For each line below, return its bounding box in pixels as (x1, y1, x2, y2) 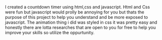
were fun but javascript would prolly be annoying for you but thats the (5, 9, 145, 15)
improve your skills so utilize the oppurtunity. (5, 30, 95, 35)
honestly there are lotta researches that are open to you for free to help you (5, 25, 156, 30)
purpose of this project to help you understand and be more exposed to (5, 14, 148, 20)
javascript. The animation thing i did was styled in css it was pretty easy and (5, 19, 158, 25)
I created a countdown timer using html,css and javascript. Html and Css (5, 4, 150, 10)
